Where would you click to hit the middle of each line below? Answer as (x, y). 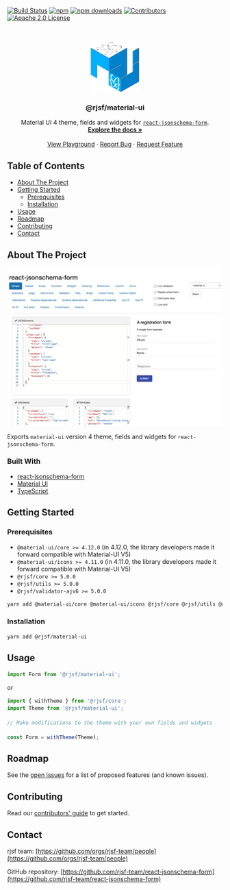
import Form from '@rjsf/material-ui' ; (64, 675)
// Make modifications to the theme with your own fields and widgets (110, 723)
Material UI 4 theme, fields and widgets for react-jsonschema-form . (115, 123)
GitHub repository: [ (35, 872)
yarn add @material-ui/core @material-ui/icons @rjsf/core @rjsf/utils (111, 604)
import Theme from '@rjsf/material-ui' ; (66, 708)
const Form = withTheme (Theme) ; (53, 737)
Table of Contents (46, 165)
